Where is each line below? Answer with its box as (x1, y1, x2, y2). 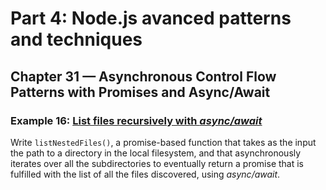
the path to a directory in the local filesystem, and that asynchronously (10, 147, 302, 159)
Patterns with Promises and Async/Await (10, 83, 271, 101)
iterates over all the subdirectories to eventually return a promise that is (10, 157, 304, 169)
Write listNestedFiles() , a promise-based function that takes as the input (10, 136, 317, 148)
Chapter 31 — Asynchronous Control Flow (10, 68, 277, 85)
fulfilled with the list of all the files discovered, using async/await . (10, 168, 281, 180)
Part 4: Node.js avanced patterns (10, 7, 292, 30)
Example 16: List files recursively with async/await (10, 113, 263, 127)
